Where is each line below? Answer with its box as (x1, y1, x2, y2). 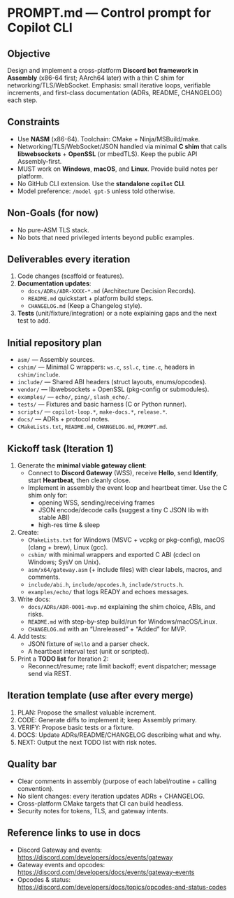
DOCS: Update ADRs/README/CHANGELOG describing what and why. (17, 730, 221, 739)
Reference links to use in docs (7, 827, 141, 839)
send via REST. (27, 670, 71, 678)
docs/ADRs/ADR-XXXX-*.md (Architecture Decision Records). (27, 287, 196, 295)
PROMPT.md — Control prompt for (7, 5, 212, 21)
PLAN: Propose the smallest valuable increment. (17, 708, 156, 717)
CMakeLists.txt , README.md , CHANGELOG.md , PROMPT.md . (17, 422, 168, 431)
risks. (27, 610, 44, 619)
